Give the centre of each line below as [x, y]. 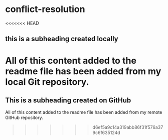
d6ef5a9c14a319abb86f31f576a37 [128, 127]
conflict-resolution [45, 9]
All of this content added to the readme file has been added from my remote [84, 112]
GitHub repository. [24, 118]
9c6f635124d [106, 133]
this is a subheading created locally [62, 39]
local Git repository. [47, 82]
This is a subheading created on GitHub [68, 100]
